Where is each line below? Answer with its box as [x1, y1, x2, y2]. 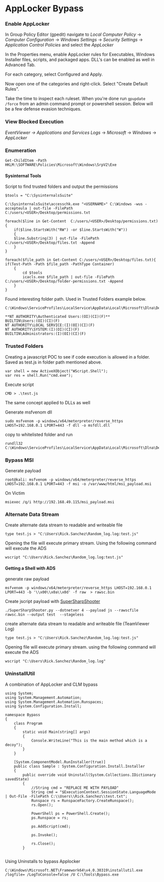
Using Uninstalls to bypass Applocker [5, 858, 81, 864]
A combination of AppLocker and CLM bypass [5, 681, 98, 687]
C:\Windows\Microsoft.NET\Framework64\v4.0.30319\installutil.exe [5, 868, 143, 873]
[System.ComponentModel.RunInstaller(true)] [14, 759, 106, 764]
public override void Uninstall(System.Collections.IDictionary [22, 772, 156, 778]
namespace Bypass [5, 712, 41, 717]
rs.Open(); [31, 803, 54, 807]
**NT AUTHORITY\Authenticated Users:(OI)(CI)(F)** [5, 314, 110, 319]
